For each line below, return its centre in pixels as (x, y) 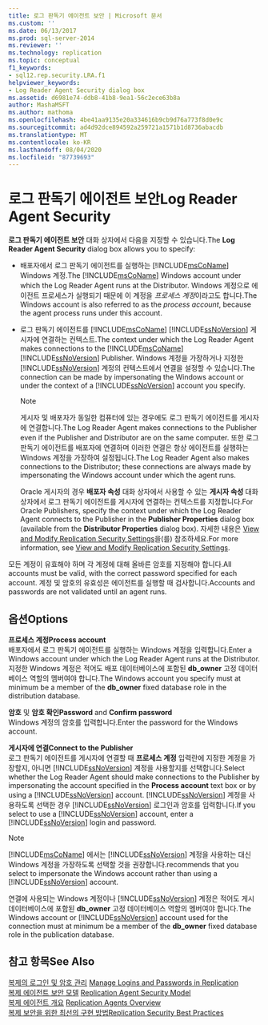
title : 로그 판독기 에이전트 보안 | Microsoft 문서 (85, 16)
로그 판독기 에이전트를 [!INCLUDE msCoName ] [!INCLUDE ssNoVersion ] (134, 330)
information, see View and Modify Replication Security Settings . (125, 548)
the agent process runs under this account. (91, 313)
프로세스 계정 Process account (57, 640)
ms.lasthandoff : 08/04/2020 (55, 150)
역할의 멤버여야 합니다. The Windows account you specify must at (135, 678)
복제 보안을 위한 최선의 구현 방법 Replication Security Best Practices (116, 1012)
